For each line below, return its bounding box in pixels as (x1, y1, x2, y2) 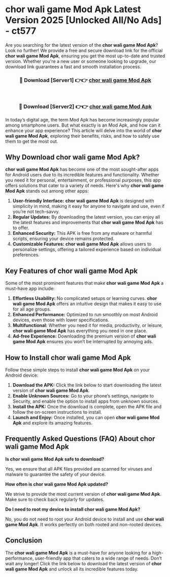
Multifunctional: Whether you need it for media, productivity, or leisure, (12, 322, 163, 328)
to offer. (12, 225, 29, 231)
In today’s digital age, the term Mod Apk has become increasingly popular (5, 116, 159, 123)
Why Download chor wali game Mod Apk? (5, 153, 140, 161)
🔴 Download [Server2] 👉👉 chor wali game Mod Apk (18, 103, 152, 110)
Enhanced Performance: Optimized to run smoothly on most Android (12, 312, 158, 318)
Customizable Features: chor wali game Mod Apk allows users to (12, 241, 152, 247)
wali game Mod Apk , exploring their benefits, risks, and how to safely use (5, 133, 160, 139)
